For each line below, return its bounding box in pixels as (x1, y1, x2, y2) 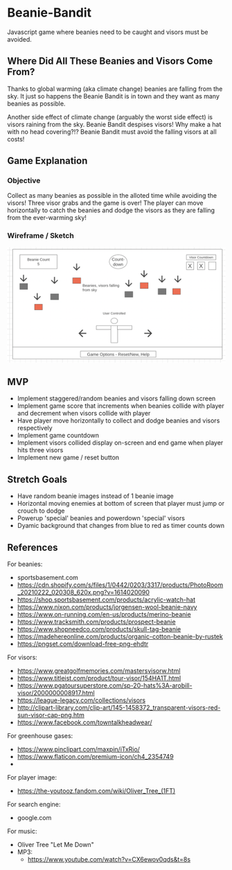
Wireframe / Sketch (7, 231, 74, 241)
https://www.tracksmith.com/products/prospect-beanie (17, 617, 176, 626)
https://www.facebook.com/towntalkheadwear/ (17, 718, 152, 726)
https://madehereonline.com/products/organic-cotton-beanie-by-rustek (17, 632, 223, 640)
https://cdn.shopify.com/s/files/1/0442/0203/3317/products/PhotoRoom (17, 581, 224, 589)
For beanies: (7, 560, 43, 568)
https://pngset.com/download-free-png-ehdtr (17, 640, 149, 648)
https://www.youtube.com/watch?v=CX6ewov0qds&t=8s (27, 855, 191, 863)
